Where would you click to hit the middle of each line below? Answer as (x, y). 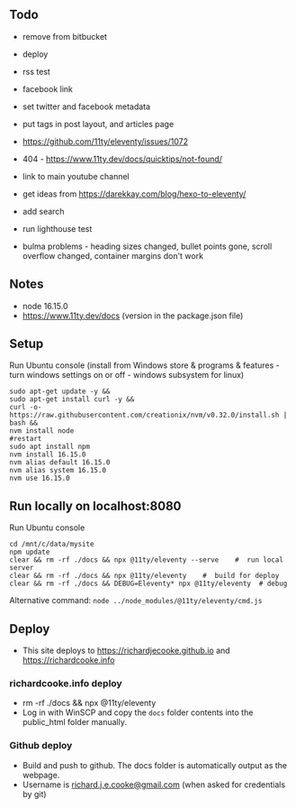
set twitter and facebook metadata (86, 106)
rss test (36, 71)
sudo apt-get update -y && (60, 391)
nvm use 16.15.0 (40, 478)
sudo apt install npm (50, 447)
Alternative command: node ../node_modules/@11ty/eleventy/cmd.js (136, 601)
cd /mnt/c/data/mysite (52, 545)
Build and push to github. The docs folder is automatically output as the (155, 765)
